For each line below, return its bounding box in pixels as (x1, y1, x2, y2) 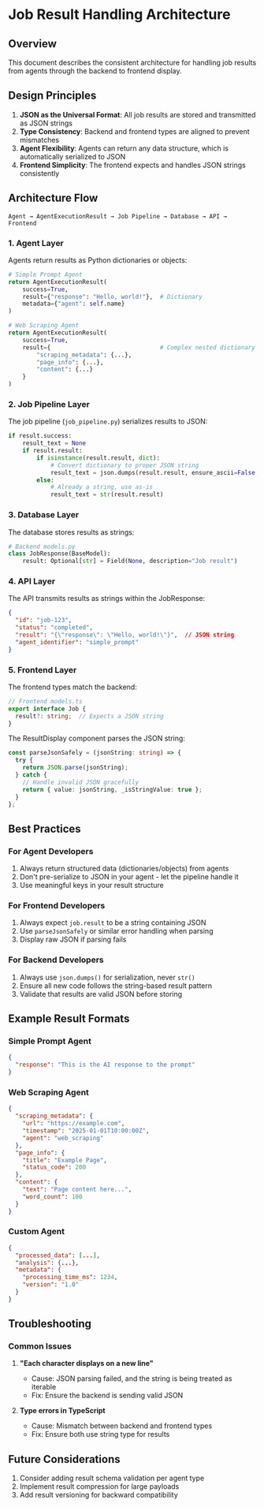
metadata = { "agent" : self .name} (22, 300, 125, 308)
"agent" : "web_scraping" (22, 1134, 104, 1142)
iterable (31, 1382, 57, 1392)
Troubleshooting (8, 1317, 92, 1330)
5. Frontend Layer (8, 664, 77, 675)
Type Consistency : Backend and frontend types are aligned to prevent (19, 126, 250, 136)
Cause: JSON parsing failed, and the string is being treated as (31, 1374, 232, 1383)
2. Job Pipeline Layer (8, 398, 91, 409)
